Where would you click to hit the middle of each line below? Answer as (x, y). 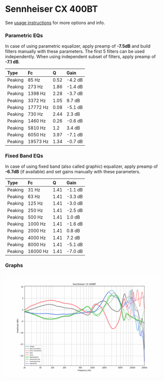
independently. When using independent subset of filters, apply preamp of (81, 57)
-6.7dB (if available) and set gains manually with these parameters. (73, 172)
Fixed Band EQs (24, 156)
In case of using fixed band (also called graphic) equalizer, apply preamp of (82, 166)
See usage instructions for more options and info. (55, 23)
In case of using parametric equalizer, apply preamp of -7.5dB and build (78, 46)
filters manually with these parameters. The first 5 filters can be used (75, 51)
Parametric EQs (24, 35)
